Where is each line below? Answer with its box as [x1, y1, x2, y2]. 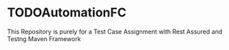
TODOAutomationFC [7, 5, 127, 21]
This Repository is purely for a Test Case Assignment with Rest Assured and [7, 27, 223, 36]
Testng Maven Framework [7, 34, 81, 42]
